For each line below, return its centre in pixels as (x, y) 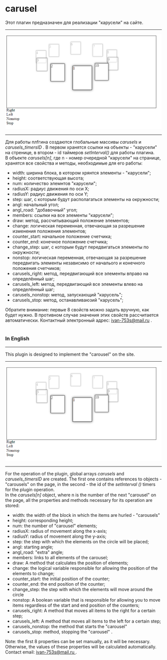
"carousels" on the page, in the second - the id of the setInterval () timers (80, 484)
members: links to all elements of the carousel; (60, 558)
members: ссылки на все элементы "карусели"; (63, 216)
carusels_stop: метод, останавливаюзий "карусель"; (68, 300)
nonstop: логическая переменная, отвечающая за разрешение (79, 258)
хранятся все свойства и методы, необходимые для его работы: (74, 163)
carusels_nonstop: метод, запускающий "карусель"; (67, 295)
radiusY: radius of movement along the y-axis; (59, 536)
